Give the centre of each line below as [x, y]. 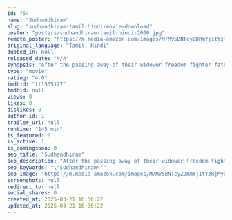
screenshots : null [33, 180]
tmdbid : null [26, 90]
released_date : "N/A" [38, 59]
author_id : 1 [26, 116]
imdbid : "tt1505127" [37, 84]
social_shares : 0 [32, 193]
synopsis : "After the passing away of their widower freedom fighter [109, 65]
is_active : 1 [26, 142]
